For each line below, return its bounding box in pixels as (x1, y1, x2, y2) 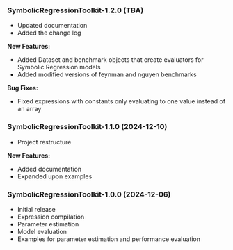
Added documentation (17, 165, 82, 173)
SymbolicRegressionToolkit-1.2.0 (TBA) (7, 6, 144, 15)
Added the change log (17, 28, 81, 37)
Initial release (17, 205, 56, 213)
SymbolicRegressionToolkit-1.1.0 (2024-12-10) (7, 122, 168, 132)
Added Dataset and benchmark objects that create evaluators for (17, 56, 204, 64)
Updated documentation (17, 22, 88, 30)
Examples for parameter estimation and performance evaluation (17, 235, 200, 243)
